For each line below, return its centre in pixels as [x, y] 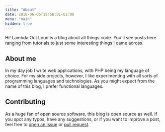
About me [21, 58]
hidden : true [19, 24]
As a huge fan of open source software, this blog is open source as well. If [81, 114]
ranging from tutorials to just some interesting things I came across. [74, 43]
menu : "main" [19, 19]
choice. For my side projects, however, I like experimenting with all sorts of [82, 76]
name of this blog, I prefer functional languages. [54, 86]
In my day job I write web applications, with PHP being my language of [77, 70]
